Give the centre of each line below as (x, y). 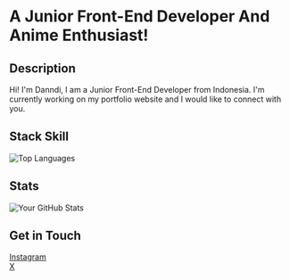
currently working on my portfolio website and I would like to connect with (145, 99)
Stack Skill (39, 137)
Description (42, 68)
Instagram (28, 257)
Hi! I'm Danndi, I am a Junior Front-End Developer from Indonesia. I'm (137, 90)
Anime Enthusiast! (79, 35)
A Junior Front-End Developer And (140, 16)
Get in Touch (46, 236)
